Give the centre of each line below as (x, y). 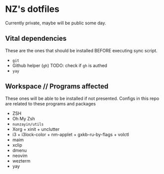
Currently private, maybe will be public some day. (56, 23)
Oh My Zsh (24, 118)
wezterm (21, 161)
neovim (20, 156)
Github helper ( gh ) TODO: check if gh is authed (60, 65)
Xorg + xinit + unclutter (36, 129)
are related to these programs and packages (51, 103)
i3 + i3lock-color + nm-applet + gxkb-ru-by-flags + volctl (71, 134)
